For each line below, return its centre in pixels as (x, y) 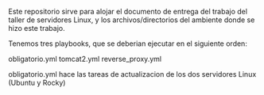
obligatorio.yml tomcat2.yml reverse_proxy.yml (85, 59)
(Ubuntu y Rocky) (37, 83)
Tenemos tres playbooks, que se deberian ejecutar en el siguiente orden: (128, 44)
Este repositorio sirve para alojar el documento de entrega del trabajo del (128, 11)
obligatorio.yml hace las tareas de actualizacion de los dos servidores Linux (132, 74)
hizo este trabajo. (37, 28)
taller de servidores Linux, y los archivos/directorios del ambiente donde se (132, 20)
